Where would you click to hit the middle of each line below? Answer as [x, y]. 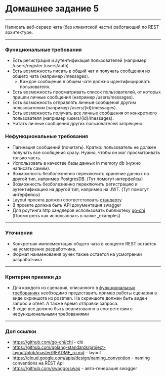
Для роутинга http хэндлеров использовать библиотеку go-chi [79, 210]
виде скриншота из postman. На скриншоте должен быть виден [80, 298]
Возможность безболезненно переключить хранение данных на [81, 173]
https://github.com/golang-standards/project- [59, 347]
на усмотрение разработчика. [44, 249]
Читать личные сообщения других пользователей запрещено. [78, 124]
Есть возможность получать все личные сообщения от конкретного [84, 113]
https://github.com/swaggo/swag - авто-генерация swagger [75, 369]
